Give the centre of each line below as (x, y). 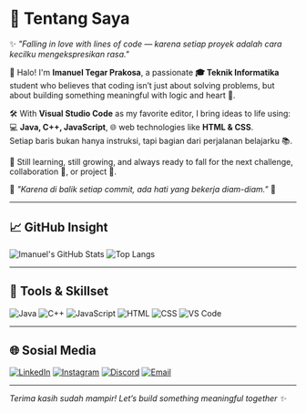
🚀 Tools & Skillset (59, 291)
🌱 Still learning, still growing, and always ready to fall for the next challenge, (152, 161)
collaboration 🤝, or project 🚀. (63, 171)
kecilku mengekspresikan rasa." (70, 54)
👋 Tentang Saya (70, 19)
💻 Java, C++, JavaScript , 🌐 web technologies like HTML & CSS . (132, 127)
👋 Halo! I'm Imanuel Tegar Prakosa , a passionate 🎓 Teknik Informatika (144, 72)
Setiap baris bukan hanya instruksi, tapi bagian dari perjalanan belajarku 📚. (151, 140)
